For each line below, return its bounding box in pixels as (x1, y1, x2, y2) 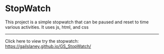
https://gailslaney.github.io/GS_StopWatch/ (5, 43, 91, 49)
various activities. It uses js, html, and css (5, 24, 89, 30)
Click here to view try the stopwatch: (5, 38, 79, 44)
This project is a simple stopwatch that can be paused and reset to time (5, 19, 149, 25)
